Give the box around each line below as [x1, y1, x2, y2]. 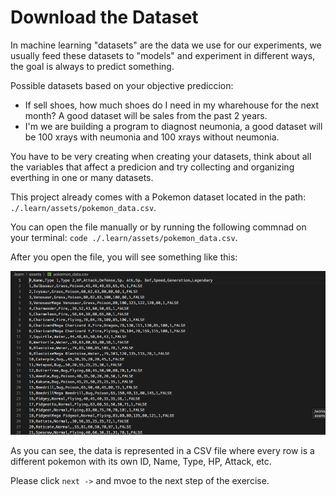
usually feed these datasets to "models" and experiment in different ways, [10, 49, 316, 61]
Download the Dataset [10, 6, 199, 29]
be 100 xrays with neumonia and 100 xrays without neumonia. [24, 131, 280, 143]
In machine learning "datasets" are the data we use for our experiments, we [10, 39, 322, 51]
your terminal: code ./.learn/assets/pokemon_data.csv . [10, 231, 238, 243]
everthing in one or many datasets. [10, 171, 154, 183]
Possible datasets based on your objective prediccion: [10, 79, 234, 91]
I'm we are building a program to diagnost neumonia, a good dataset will [24, 120, 323, 132]
